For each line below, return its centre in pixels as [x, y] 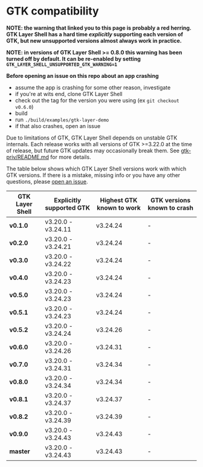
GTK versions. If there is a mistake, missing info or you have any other [93, 175]
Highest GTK [119, 200]
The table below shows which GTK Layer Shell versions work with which [96, 169]
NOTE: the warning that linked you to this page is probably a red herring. [99, 28]
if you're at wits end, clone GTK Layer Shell [69, 94]
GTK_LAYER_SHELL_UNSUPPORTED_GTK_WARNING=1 [62, 65]
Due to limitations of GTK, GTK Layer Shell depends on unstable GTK [92, 138]
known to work [118, 208]
